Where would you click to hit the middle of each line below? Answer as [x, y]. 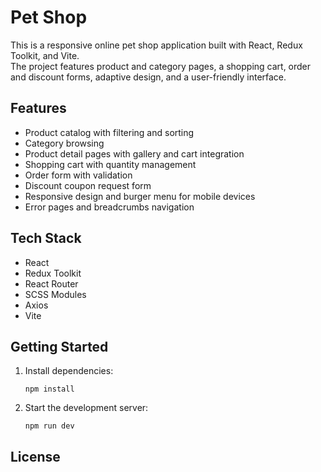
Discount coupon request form [88, 185]
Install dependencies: [69, 371]
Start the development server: [86, 408]
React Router [51, 283]
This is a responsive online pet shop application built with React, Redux [156, 45]
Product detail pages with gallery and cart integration [134, 153]
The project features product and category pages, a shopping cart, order [161, 66]
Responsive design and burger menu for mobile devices [140, 196]
